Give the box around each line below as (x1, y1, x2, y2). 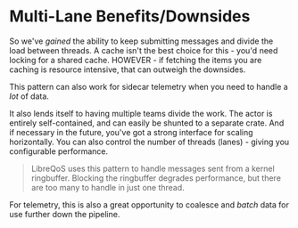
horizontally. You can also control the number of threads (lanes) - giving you (9, 136, 290, 147)
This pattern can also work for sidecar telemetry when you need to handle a (9, 81, 288, 92)
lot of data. (9, 91, 49, 102)
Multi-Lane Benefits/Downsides (9, 6, 251, 27)
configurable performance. (9, 145, 109, 157)
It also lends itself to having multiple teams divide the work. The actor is (9, 108, 273, 118)
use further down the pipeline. (9, 208, 120, 219)
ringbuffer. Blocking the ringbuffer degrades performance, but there (30, 172, 281, 183)
